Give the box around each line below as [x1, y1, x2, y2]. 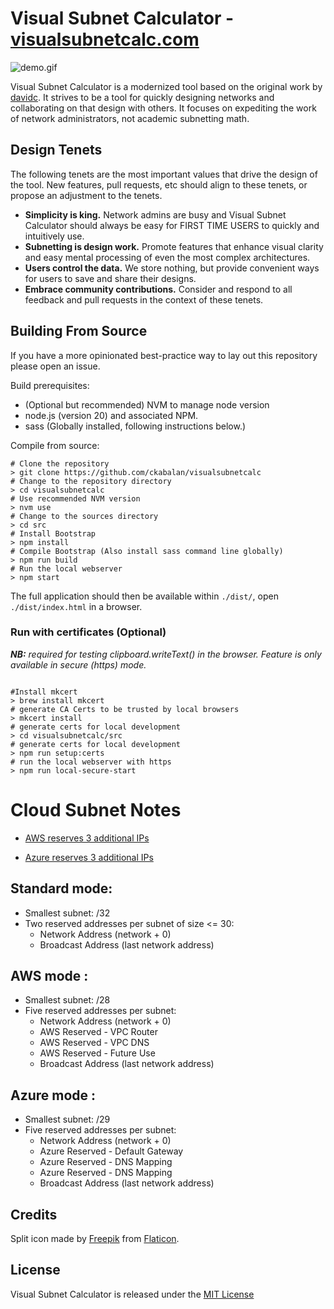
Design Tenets [10, 142, 103, 159]
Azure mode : [10, 1087, 97, 1104]
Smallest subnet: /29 [24, 1113, 111, 1126]
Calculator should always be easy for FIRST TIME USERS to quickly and [24, 219, 320, 231]
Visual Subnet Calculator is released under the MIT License [10, 1288, 255, 1300]
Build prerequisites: [10, 379, 90, 391]
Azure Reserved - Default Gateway [39, 1145, 184, 1157]
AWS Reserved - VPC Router [39, 1026, 158, 1038]
